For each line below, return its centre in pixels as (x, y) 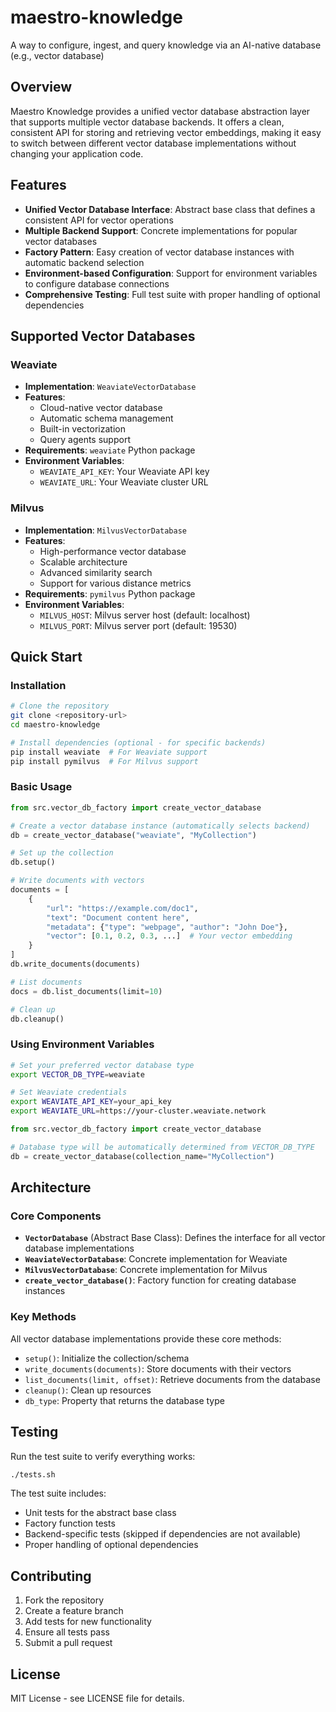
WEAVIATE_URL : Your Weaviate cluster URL (124, 482)
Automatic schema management (106, 418)
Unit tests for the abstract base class (100, 1513)
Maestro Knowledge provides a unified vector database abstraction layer (160, 111)
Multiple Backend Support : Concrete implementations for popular (161, 230)
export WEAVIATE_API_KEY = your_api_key (91, 1102)
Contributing (51, 1576)
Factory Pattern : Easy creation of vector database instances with (159, 252)
